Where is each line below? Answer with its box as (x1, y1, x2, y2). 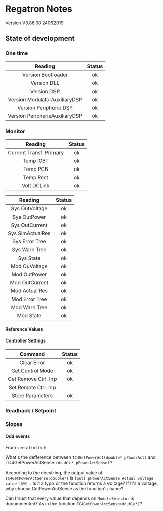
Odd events (5, 433, 30, 439)
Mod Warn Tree (11, 304, 48, 311)
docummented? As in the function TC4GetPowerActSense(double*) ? (5, 500, 142, 506)
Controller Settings (5, 337, 46, 344)
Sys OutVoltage (11, 205, 48, 212)
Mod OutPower (11, 271, 47, 278)
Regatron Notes (5, 3, 72, 15)
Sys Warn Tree (12, 246, 47, 253)
